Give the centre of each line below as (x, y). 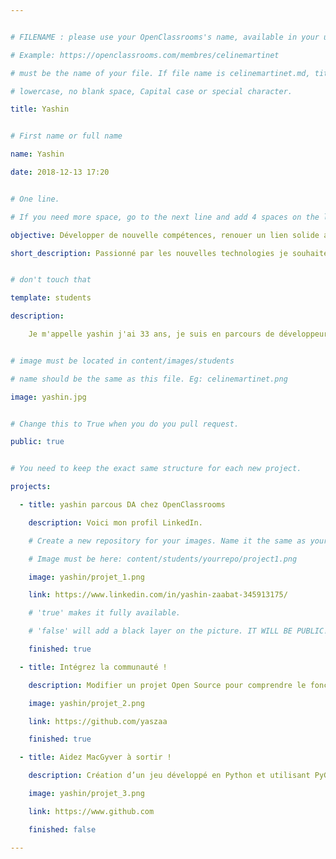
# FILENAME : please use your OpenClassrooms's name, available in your (165, 37)
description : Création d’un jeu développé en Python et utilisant (169, 776)
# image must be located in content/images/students (122, 361)
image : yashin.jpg (48, 397)
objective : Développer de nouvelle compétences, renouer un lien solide (165, 235)
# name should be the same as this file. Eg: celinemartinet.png (149, 379)
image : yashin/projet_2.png (86, 703)
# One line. (35, 199)
